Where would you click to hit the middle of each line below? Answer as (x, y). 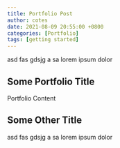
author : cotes (28, 20)
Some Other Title (44, 120)
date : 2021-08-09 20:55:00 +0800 (55, 27)
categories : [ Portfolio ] (43, 33)
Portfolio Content (32, 98)
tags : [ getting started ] (43, 40)
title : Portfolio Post (40, 14)
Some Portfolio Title (51, 81)
